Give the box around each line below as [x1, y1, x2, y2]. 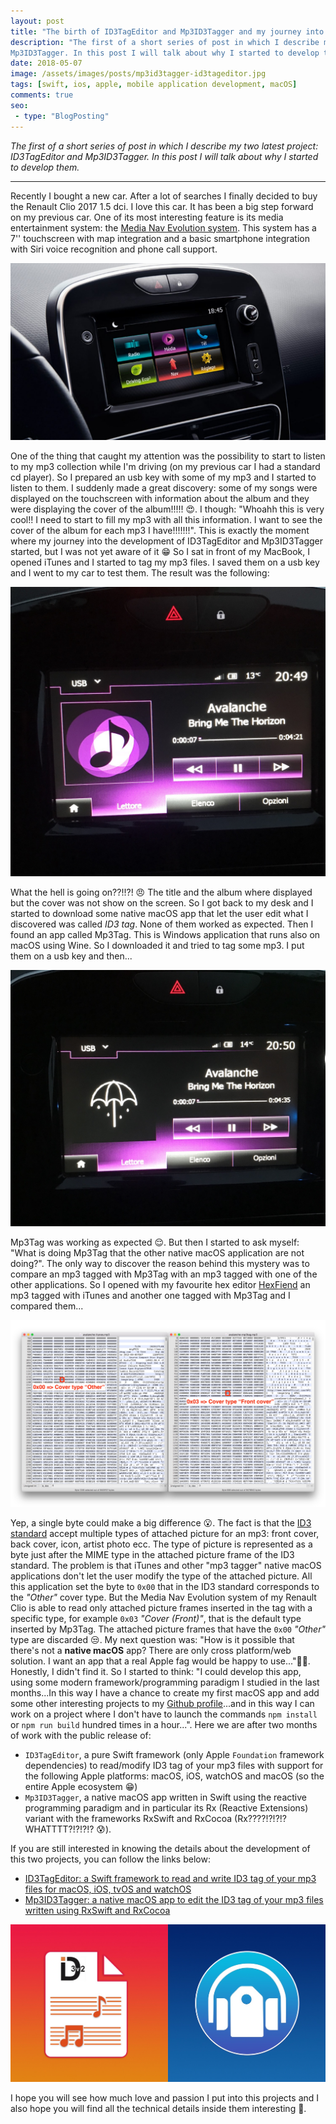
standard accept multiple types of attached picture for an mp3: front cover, [10, 1527, 320, 1539]
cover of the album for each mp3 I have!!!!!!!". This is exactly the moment [10, 524, 310, 536]
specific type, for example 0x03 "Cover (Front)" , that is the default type [10, 1612, 302, 1624]
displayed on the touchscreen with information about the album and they [10, 492, 310, 504]
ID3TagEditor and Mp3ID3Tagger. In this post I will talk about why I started [10, 150, 319, 162]
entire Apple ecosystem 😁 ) [24, 1780, 138, 1792]
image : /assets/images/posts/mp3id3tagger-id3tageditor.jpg [10, 69, 267, 79]
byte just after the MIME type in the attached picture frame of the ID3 [10, 1548, 295, 1560]
